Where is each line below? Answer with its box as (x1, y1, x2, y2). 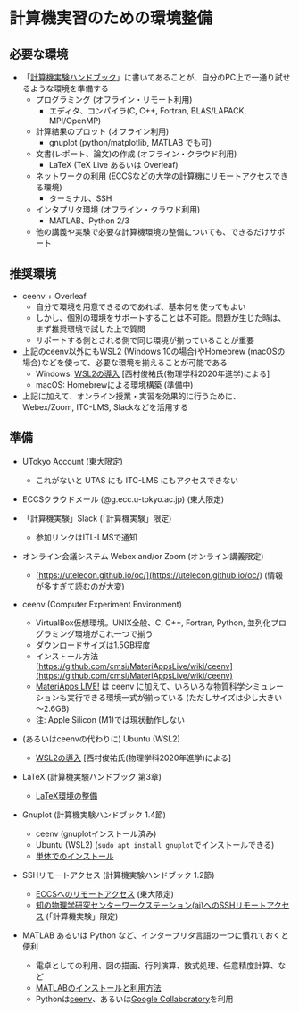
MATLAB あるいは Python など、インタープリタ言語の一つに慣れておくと (21, 930, 289, 941)
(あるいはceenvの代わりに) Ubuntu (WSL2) (21, 733, 180, 744)
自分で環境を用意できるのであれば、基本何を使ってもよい (35, 301, 246, 312)
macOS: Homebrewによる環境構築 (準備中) (35, 379, 194, 389)
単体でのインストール (35, 850, 114, 861)
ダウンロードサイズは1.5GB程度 (35, 640, 151, 650)
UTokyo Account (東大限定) (21, 456, 123, 466)
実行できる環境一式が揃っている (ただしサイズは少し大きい (66, 691, 283, 702)
